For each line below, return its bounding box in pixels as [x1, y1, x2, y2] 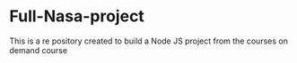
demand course [9, 44, 68, 55]
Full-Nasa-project [9, 6, 145, 27]
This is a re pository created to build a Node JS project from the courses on [9, 35, 289, 46]
